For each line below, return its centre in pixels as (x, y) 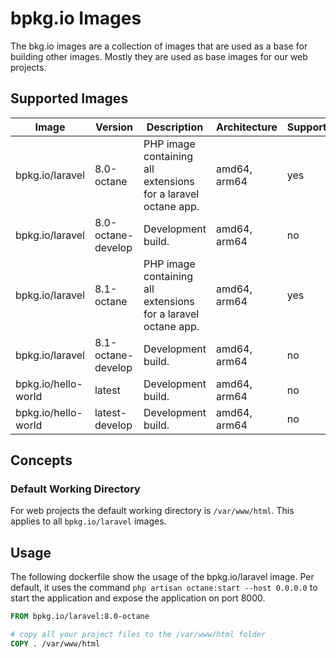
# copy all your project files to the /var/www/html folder (138, 635)
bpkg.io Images (76, 18)
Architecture (246, 127)
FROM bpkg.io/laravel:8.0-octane (80, 617)
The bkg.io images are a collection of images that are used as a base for (159, 46)
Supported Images (69, 98)
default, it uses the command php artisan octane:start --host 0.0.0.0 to (164, 588)
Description (175, 127)
